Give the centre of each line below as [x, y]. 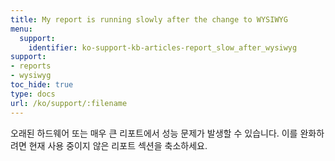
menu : [21, 29]
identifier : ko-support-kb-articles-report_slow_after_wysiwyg [163, 47]
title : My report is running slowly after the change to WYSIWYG [149, 19]
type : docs [33, 94]
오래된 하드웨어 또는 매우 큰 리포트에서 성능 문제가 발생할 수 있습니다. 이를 [154, 133]
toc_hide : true [42, 85]
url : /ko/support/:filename [69, 103]
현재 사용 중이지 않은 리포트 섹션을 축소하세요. [118, 145]
